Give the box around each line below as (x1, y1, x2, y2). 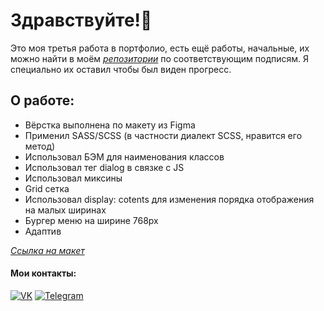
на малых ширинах (24, 204, 107, 216)
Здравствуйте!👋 (10, 9, 153, 32)
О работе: (10, 92, 75, 109)
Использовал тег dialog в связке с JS (24, 161, 185, 173)
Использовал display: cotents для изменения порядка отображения (24, 193, 315, 205)
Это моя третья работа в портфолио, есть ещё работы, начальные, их (10, 42, 310, 54)
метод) (24, 140, 56, 152)
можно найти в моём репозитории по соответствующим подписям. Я (10, 52, 309, 64)
